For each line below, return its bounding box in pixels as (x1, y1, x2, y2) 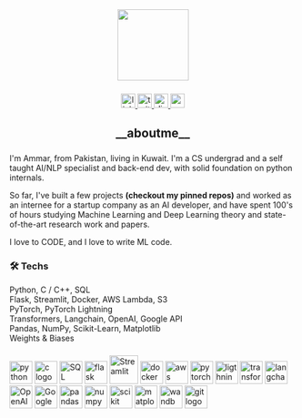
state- (263, 209, 287, 220)
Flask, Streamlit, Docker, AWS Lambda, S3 (9, 293, 168, 304)
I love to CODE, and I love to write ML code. (9, 237, 173, 248)
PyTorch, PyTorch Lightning (9, 303, 114, 314)
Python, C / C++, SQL (9, 284, 91, 295)
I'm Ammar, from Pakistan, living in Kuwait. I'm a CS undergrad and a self (9, 153, 284, 164)
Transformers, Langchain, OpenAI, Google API (9, 313, 183, 324)
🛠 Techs (9, 260, 49, 272)
